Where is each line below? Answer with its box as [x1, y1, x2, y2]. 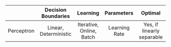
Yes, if [143, 21, 159, 28]
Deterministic [40, 30, 72, 37]
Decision [45, 6, 67, 13]
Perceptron [8, 27, 35, 34]
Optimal [140, 9, 161, 16]
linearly [141, 27, 160, 34]
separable [138, 33, 163, 40]
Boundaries [41, 12, 70, 19]
